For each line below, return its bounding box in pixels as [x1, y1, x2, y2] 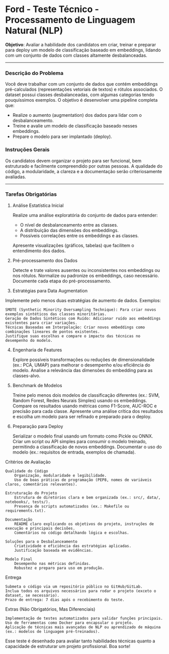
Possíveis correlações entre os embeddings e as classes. [20, 233, 139, 239]
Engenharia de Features [12, 346, 62, 353]
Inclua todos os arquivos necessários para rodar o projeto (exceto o [5, 588, 156, 594]
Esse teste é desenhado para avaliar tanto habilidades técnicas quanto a [5, 638, 155, 644]
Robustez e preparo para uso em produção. [14, 565, 105, 570]
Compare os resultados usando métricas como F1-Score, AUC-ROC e [12, 403, 157, 409]
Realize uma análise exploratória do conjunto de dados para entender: [12, 212, 158, 218]
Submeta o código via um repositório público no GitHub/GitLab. [5, 584, 143, 589]
